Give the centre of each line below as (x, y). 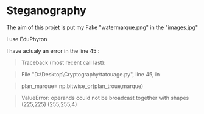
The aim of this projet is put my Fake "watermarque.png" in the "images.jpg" (102, 27)
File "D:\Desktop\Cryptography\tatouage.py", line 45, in (90, 74)
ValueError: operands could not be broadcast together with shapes (105, 98)
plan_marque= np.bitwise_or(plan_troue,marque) (82, 86)
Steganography (46, 11)
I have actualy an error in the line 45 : (53, 51)
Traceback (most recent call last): (63, 62)
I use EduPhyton (27, 39)
